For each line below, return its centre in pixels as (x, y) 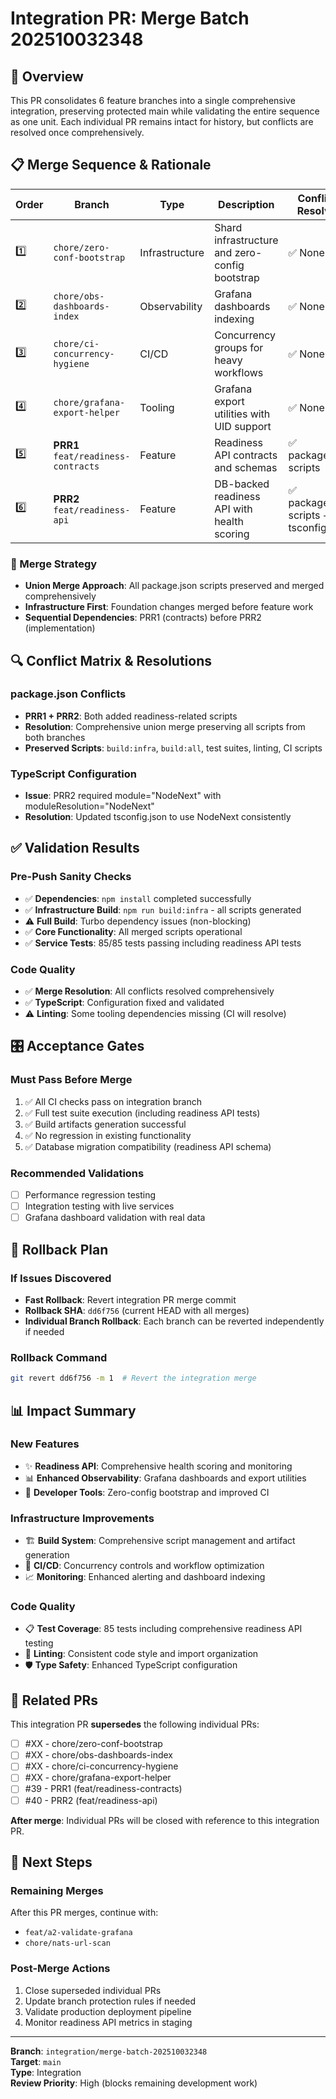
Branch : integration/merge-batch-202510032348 (109, 2051)
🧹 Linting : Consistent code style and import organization (141, 1654)
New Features (45, 1444)
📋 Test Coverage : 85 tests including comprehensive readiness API (163, 1629)
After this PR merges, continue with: (84, 1913)
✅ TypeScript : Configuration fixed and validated (124, 1003)
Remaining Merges (57, 1890)
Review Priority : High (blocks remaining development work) (134, 2083)
